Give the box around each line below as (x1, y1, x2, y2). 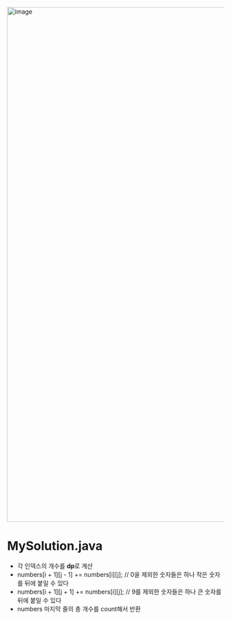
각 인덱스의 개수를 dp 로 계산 (16, 561, 93, 570)
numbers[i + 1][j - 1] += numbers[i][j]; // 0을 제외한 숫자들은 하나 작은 (16, 570, 208, 578)
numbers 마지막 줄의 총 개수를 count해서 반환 (16, 605, 141, 613)
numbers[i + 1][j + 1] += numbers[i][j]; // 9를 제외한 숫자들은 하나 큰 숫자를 (16, 587, 222, 596)
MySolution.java (7, 539, 103, 554)
